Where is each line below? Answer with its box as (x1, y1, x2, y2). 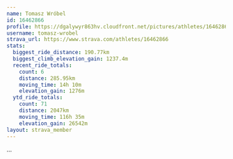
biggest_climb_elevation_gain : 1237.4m (13, 56, 129, 62)
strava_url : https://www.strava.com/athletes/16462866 (6, 36, 169, 43)
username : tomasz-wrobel (6, 29, 79, 37)
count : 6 (19, 68, 45, 75)
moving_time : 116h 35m (19, 113, 85, 120)
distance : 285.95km (19, 74, 76, 82)
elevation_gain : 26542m (19, 119, 88, 127)
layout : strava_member (6, 126, 72, 133)
